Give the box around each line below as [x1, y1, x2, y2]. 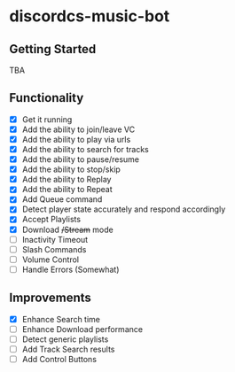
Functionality [9, 90, 84, 105]
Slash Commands [21, 244, 87, 254]
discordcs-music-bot [9, 6, 170, 27]
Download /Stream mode [21, 224, 114, 235]
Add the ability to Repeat [21, 184, 113, 195]
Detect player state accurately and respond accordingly [21, 204, 226, 214]
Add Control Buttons [21, 353, 98, 364]
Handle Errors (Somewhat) [21, 264, 120, 275]
